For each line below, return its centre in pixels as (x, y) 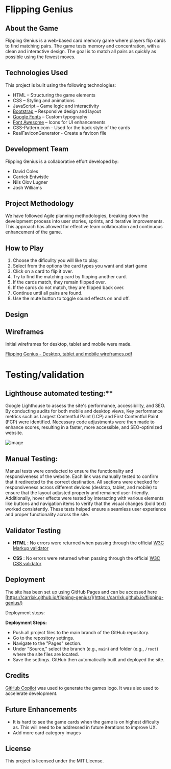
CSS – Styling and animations (44, 100)
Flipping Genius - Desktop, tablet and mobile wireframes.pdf (69, 354)
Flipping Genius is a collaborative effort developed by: (62, 161)
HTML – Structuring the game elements (54, 95)
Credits (17, 676)
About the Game (32, 28)
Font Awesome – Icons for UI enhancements (59, 122)
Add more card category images (47, 732)
